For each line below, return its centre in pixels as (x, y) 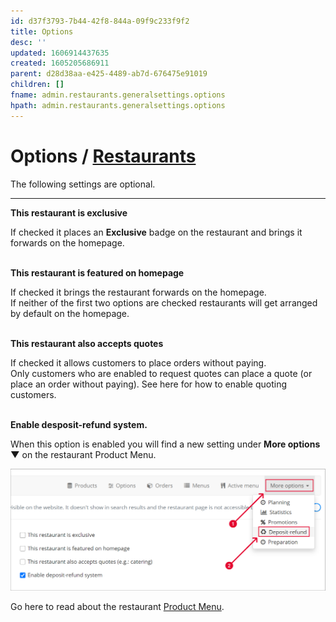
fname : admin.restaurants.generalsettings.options (118, 95)
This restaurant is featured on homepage (97, 272)
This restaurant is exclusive (69, 212)
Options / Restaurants (103, 156)
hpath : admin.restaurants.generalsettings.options (118, 105)
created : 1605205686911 (60, 63)
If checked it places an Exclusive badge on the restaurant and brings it (156, 232)
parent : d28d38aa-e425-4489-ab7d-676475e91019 (109, 74)
